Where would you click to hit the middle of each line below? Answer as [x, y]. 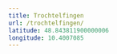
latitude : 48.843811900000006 [59, 30]
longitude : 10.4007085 [46, 38]
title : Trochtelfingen [46, 15]
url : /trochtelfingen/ [46, 23]
